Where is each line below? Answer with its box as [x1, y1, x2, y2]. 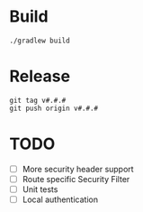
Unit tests [22, 183, 58, 195]
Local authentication [22, 194, 99, 205]
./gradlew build [9, 36, 70, 45]
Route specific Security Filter [22, 173, 130, 184]
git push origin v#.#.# [9, 104, 99, 113]
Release [9, 66, 70, 87]
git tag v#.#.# [9, 96, 67, 105]
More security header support [22, 163, 134, 174]
